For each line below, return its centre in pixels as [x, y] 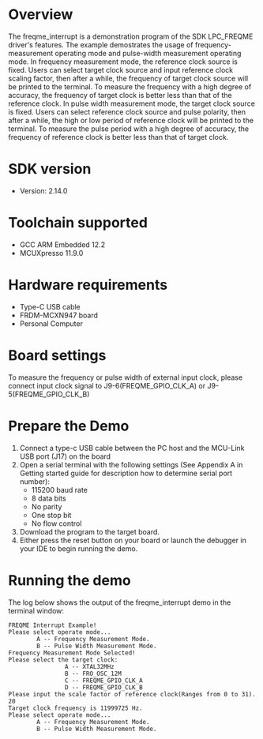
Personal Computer [51, 323]
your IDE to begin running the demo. [79, 548]
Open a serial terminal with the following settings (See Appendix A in [131, 464]
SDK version [50, 169]
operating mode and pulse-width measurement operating [148, 53]
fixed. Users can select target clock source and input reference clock [121, 69]
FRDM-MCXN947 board [59, 315]
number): [34, 481]
